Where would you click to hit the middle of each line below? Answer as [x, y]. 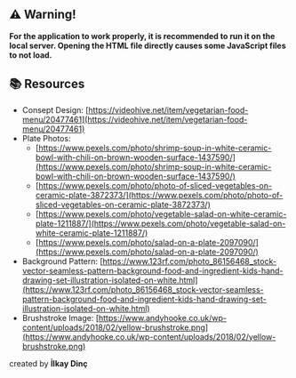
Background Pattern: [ [63, 261]
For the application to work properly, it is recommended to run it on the [142, 36]
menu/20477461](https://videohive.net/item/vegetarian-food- [135, 119]
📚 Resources [47, 84]
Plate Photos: [46, 138]
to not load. [31, 55]
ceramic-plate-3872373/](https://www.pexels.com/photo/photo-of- [159, 195]
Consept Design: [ [55, 109]
